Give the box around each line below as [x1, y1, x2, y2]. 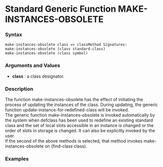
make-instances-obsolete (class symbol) [5, 51, 89, 56]
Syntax [5, 31, 22, 38]
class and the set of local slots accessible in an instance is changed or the [5, 123, 154, 128]
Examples [5, 155, 29, 162]
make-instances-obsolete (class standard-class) [5, 46, 106, 52]
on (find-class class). [44, 143, 88, 149]
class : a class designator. [12, 73, 65, 79]
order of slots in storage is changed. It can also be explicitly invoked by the [5, 128, 155, 134]
